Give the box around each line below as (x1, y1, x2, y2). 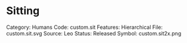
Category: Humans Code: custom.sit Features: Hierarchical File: (6, 24, 163, 31)
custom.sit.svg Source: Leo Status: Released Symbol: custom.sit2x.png (6, 29, 182, 37)
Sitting (6, 4, 40, 18)
